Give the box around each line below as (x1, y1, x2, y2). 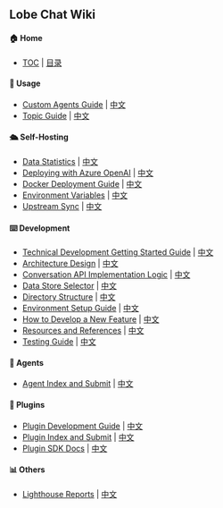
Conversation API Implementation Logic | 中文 (21, 269, 191, 280)
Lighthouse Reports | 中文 (21, 488, 118, 499)
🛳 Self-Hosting (9, 131, 69, 142)
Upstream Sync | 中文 (21, 201, 103, 211)
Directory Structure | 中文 (21, 292, 116, 302)
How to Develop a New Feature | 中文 (21, 314, 160, 325)
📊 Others (9, 464, 45, 475)
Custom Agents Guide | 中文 (21, 98, 127, 110)
